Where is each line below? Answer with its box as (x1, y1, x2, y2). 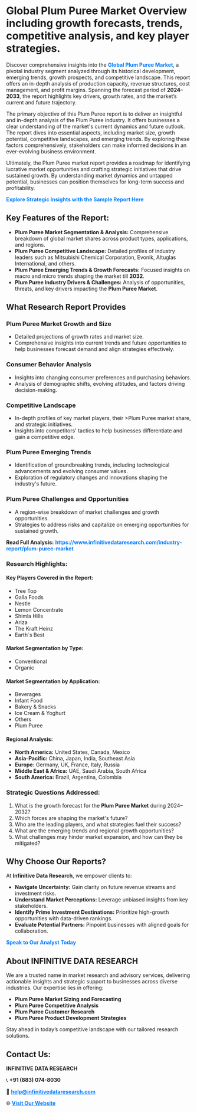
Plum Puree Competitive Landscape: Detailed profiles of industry (14, 247, 175, 254)
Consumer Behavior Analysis (6, 360, 91, 369)
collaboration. (14, 927, 48, 934)
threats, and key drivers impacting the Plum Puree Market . (14, 285, 158, 292)
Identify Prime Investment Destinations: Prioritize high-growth (14, 908, 169, 916)
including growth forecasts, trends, (6, 17, 183, 30)
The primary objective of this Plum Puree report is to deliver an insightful (6, 110, 183, 117)
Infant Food (14, 697, 43, 704)
